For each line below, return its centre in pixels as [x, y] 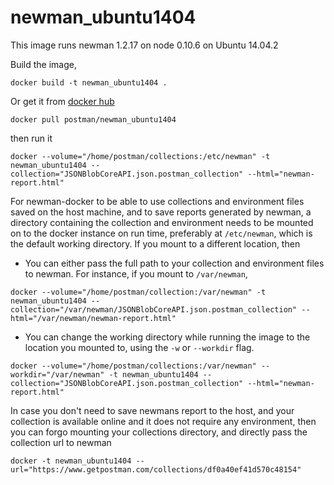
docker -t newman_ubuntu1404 [71, 461]
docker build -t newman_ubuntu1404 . [89, 82]
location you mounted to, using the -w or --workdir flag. [139, 347]
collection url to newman [61, 442]
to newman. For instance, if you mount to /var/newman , [136, 273]
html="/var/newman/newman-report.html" [93, 318]
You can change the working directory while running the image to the [167, 337]
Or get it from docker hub [62, 101]
